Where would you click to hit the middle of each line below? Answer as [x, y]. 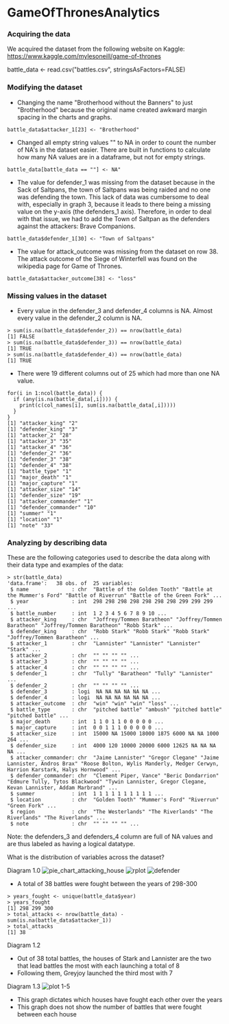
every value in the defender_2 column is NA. [80, 318]
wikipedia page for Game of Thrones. [70, 266]
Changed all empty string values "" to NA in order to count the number [117, 142]
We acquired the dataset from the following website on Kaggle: [96, 49]
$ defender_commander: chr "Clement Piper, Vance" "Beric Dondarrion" [114, 776]
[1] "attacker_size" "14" [44, 490]
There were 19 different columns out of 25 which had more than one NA [118, 374]
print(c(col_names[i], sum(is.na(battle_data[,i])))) [98, 406]
